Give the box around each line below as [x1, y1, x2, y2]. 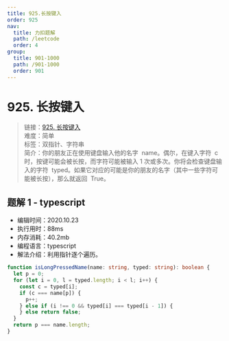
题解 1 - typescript [7, 196, 86, 208]
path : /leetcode [13, 36, 60, 43]
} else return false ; [19, 309, 81, 316]
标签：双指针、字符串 [23, 140, 84, 148]
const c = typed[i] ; [19, 283, 78, 290]
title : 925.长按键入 [7, 10, 62, 17]
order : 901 [13, 67, 45, 74]
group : [7, 49, 26, 56]
